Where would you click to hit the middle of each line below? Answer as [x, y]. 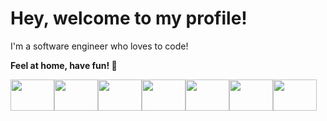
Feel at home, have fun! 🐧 [64, 65]
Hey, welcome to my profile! [129, 18]
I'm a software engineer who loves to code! [99, 46]
